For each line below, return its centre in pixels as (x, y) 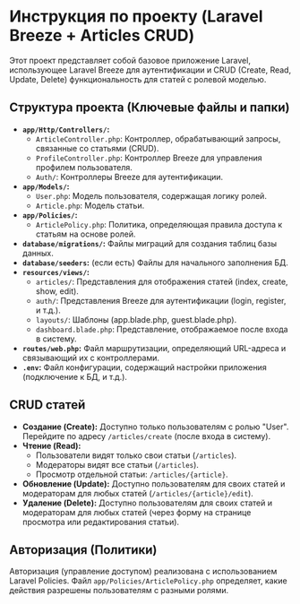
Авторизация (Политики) (83, 550)
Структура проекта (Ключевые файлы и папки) (150, 108)
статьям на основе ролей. (86, 234)
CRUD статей (47, 405)
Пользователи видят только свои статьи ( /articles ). (136, 455)
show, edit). (57, 291)
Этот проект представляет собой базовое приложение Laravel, (130, 60)
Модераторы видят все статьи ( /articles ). (117, 464)
